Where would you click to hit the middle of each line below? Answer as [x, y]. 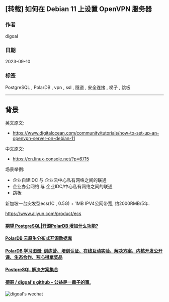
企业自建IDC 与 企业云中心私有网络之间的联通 [59, 180]
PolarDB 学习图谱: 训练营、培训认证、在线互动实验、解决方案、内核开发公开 [84, 251]
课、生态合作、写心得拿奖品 [34, 257]
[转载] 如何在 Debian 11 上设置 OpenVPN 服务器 [78, 9]
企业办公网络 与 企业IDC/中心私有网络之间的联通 [62, 187]
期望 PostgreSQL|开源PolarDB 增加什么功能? [52, 226]
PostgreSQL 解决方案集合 [32, 270]
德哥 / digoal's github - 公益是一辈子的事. [48, 282]
